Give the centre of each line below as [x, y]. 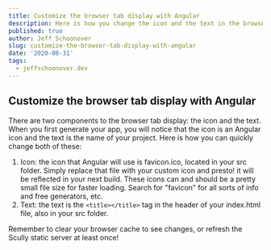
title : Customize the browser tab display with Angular [104, 16]
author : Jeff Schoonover [50, 38]
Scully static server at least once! [64, 237]
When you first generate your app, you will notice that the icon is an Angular [135, 129]
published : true [35, 31]
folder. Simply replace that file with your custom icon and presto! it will [137, 170]
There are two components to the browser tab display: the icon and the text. [135, 120]
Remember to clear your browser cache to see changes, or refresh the [125, 229]
